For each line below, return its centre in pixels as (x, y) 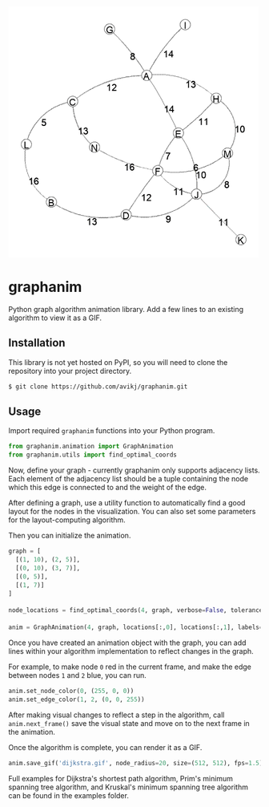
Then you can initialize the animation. (70, 536)
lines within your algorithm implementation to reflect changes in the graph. (131, 651)
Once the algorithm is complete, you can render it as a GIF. (105, 747)
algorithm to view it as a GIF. (55, 318)
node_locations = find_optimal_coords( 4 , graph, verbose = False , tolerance (136, 610)
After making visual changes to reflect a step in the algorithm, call (116, 715)
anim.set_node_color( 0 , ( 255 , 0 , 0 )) (71, 691)
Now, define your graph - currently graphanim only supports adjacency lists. (134, 470)
